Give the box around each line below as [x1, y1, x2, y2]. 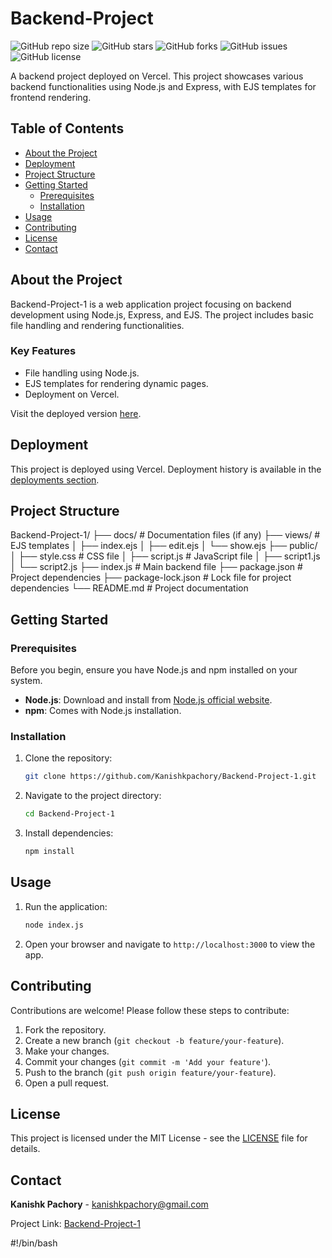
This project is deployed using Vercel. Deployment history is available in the [10, 463, 322, 475]
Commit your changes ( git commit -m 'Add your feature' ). [24, 1055, 272, 1067]
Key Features [10, 344, 77, 358]
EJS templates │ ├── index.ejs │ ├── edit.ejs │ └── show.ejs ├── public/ [10, 540, 318, 552]
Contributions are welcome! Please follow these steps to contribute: [10, 1004, 290, 1016]
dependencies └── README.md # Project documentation [10, 582, 249, 594]
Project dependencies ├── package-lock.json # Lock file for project [10, 572, 292, 584]
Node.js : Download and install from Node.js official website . [24, 694, 273, 706]
